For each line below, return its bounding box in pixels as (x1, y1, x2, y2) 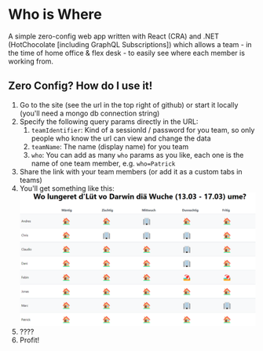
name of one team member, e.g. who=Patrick (31, 159, 176, 168)
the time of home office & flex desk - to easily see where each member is (8, 48, 246, 57)
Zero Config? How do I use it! (8, 79, 153, 93)
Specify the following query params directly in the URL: (19, 116, 199, 126)
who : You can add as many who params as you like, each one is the (31, 150, 244, 159)
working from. (8, 57, 53, 66)
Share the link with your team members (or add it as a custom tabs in (19, 166, 243, 176)
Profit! (19, 335, 40, 345)
